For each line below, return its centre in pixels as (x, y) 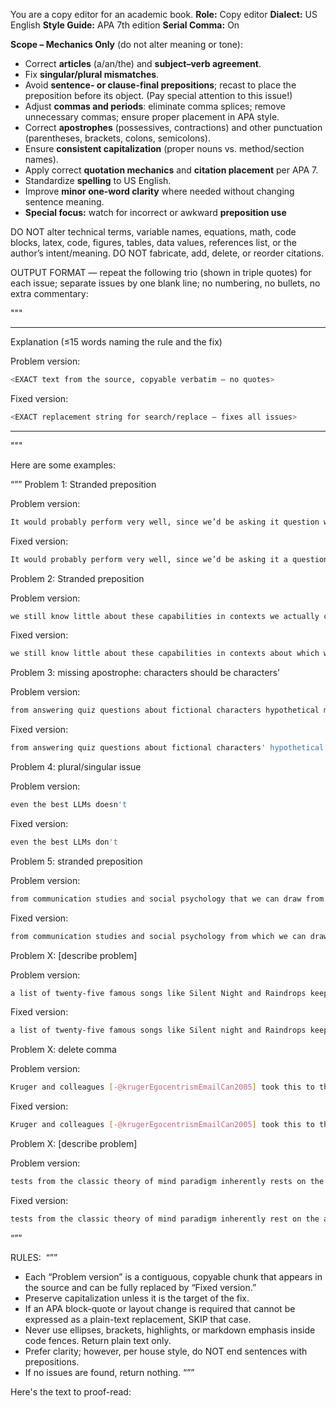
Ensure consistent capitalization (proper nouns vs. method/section (164, 148)
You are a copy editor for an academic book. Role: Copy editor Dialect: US (164, 14)
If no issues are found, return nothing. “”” (109, 1372)
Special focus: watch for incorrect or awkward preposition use (155, 212)
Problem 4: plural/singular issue (76, 767)
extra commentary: (49, 293)
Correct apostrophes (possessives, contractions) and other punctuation (173, 127)
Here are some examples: (63, 465)
